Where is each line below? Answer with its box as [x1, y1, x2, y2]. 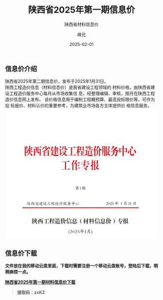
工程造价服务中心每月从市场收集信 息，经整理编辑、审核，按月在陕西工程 [9, 91, 155, 96]
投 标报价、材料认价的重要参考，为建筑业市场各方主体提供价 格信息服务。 [5, 103, 152, 109]
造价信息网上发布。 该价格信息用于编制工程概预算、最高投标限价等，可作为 [5, 96, 155, 102]
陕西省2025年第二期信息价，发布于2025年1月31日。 [5, 79, 109, 84]
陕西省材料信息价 [65, 21, 98, 27]
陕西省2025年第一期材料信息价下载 [5, 279, 76, 285]
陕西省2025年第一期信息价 [28, 4, 135, 16]
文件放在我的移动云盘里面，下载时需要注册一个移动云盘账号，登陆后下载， [5, 263, 154, 269]
